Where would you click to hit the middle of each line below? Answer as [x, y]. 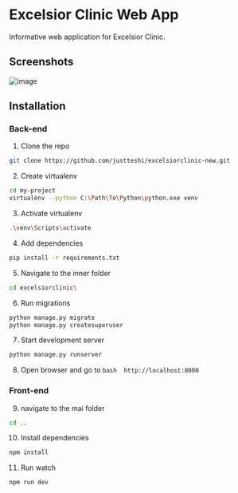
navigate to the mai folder [62, 408]
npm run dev [29, 483]
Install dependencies [55, 438]
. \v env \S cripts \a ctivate [50, 228]
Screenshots [41, 62]
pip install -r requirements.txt [64, 258]
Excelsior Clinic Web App [94, 15]
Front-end [29, 391]
